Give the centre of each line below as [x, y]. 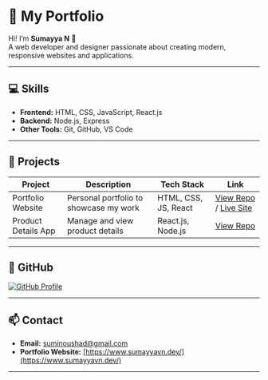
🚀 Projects [34, 162]
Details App [34, 231]
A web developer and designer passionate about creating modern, [117, 46]
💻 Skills [29, 89]
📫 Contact [36, 320]
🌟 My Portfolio [56, 16]
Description [108, 184]
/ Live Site [234, 208]
